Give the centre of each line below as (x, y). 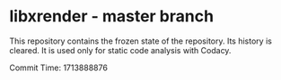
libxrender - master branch (111, 16)
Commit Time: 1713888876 (58, 68)
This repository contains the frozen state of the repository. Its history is (140, 41)
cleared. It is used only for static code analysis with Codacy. (120, 50)
